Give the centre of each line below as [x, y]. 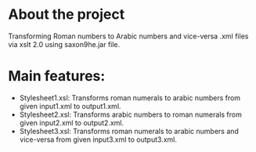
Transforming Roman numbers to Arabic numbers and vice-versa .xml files [128, 36]
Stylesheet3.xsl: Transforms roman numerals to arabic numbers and [129, 131]
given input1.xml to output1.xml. [70, 106]
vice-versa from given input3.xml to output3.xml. [98, 139]
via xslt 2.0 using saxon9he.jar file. [64, 44]
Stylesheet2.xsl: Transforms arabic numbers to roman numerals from [131, 114]
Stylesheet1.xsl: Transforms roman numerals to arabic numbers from [130, 98]
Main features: [57, 76]
